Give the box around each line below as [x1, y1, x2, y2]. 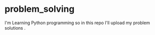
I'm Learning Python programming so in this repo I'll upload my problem [4, 20, 151, 26]
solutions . [4, 25, 26, 31]
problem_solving [4, 3, 75, 15]
